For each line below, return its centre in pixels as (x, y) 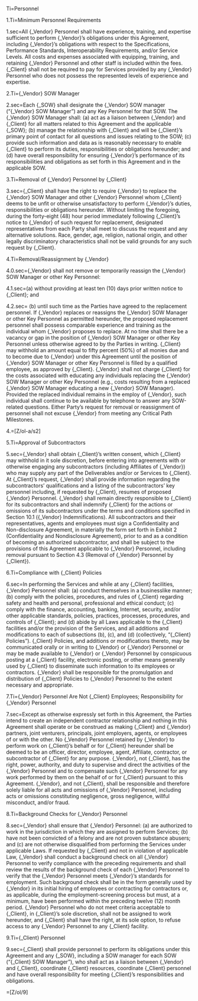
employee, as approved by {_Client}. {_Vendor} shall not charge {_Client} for (98, 369)
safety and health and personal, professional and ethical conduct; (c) (90, 603)
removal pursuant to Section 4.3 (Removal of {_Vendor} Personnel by (90, 555)
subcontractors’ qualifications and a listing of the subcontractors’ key (91, 485)
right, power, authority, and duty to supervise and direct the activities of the (98, 765)
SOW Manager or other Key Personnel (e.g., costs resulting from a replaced (98, 382)
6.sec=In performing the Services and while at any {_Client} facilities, (90, 584)
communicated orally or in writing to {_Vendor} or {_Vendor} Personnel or (95, 647)
